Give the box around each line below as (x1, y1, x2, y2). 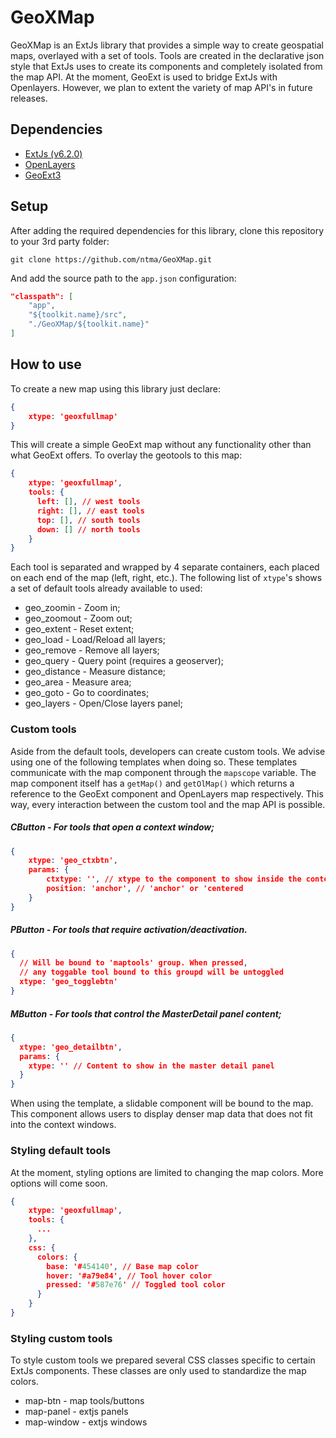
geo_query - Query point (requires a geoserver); (24, 655, 225, 667)
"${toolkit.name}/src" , (28, 310, 128, 320)
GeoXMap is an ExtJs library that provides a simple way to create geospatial (10, 39, 324, 51)
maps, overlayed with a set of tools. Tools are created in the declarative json (10, 49, 325, 61)
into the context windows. (10, 1119, 117, 1131)
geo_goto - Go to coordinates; (24, 687, 150, 699)
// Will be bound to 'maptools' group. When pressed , (19, 958, 248, 968)
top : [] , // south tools (36, 515, 141, 525)
